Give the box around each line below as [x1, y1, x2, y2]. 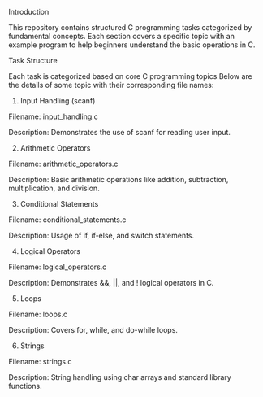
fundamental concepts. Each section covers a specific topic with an [8, 32, 235, 41]
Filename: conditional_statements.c [8, 215, 127, 225]
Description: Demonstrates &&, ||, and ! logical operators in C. [8, 278, 214, 287]
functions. [8, 382, 42, 390]
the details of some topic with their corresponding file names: [8, 81, 214, 89]
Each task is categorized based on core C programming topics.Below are [8, 72, 253, 81]
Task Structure [8, 56, 58, 65]
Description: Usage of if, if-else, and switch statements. [8, 231, 195, 240]
